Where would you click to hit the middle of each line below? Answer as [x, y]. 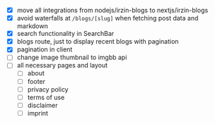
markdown [33, 26]
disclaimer [42, 105]
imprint [38, 113]
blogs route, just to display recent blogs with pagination [98, 42]
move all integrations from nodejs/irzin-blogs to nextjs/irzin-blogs [112, 10]
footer [36, 81]
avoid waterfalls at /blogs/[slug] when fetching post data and [107, 18]
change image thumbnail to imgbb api [72, 57]
